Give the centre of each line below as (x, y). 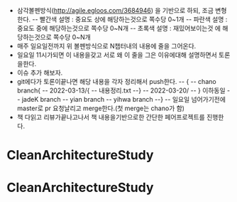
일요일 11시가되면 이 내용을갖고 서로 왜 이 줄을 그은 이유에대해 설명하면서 (117, 55)
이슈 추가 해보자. (40, 73)
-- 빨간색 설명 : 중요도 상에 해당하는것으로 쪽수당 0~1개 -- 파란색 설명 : (130, 19)
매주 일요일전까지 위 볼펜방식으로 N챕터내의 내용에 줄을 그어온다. (106, 46)
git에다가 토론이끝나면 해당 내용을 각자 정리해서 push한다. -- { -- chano (117, 81)
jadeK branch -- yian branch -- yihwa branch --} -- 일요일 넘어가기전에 (124, 99)
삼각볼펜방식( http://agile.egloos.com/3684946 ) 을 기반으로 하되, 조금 (115, 10)
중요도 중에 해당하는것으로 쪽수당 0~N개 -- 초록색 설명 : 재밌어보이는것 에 (119, 28)
